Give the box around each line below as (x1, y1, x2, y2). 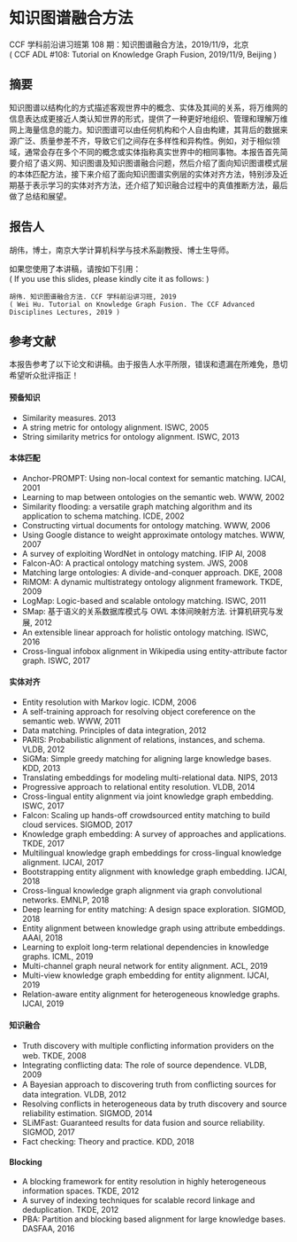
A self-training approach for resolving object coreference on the (21, 706, 256, 716)
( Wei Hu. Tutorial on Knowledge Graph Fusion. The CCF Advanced (9, 300, 255, 309)
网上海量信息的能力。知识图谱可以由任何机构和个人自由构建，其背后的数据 (9, 124, 280, 135)
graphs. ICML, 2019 (21, 950, 94, 962)
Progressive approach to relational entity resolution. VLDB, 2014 (21, 781, 255, 792)
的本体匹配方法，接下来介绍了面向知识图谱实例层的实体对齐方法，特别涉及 (9, 168, 280, 179)
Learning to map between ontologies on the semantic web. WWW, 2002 (21, 491, 285, 502)
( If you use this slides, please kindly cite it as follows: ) (9, 273, 209, 284)
